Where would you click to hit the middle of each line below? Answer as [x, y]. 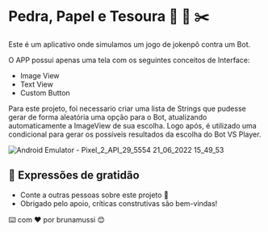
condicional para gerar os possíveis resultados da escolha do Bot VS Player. [135, 134]
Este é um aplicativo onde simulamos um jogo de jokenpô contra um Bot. [130, 44]
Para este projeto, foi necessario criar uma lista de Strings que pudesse [127, 108]
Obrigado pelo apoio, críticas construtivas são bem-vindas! [119, 203]
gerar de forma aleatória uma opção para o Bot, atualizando [108, 117]
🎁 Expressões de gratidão [74, 175]
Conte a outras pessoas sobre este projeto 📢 [94, 195]
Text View [37, 84]
